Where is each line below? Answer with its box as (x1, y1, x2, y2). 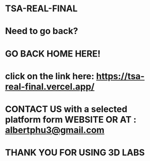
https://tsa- (96, 70, 145, 82)
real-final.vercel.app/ (5, 81, 95, 92)
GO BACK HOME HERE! (5, 48, 101, 59)
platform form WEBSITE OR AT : (5, 114, 137, 125)
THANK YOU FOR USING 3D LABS (5, 147, 145, 158)
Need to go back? (5, 26, 78, 37)
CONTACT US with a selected (5, 103, 128, 115)
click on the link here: (5, 70, 94, 82)
